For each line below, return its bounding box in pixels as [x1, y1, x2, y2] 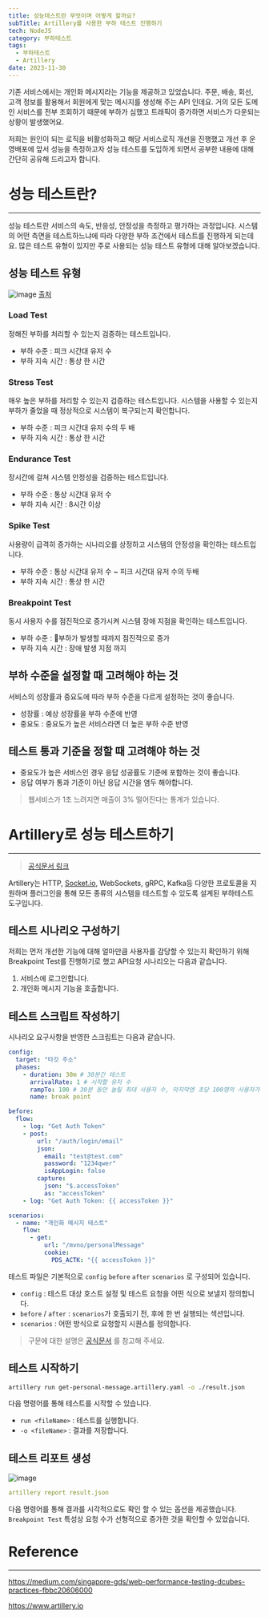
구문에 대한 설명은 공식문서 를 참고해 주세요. [27, 1336, 166, 1345]
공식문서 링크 [27, 861, 70, 871]
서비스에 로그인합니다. [19, 973, 90, 983]
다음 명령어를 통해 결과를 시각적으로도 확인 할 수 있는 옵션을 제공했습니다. [8, 1504, 237, 1514]
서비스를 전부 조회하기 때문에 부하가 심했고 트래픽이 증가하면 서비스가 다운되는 [16, 107, 261, 116]
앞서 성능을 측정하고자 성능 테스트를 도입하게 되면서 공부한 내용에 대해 [35, 144, 255, 153]
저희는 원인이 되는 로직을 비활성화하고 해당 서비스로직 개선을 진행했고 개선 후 [8, 134, 248, 144]
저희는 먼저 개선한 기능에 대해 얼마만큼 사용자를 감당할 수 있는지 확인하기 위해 [8, 947, 250, 957]
